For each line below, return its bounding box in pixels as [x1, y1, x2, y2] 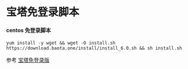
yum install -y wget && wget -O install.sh [6, 40, 116, 46]
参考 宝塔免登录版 [6, 57, 49, 64]
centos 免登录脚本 [6, 26, 52, 33]
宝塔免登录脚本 [6, 5, 80, 19]
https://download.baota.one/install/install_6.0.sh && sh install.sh [6, 45, 183, 51]
